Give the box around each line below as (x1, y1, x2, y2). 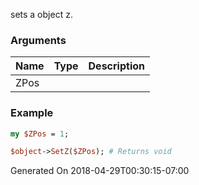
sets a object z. (10, 9, 73, 20)
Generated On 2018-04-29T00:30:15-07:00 (10, 165, 190, 177)
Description (88, 59, 145, 73)
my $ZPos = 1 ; (10, 129, 70, 139)
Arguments (10, 33, 67, 47)
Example (10, 106, 54, 120)
